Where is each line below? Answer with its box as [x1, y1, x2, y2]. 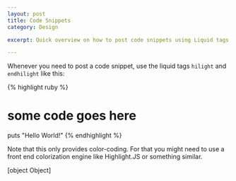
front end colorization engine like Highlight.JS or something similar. [7, 153, 203, 161]
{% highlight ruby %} [7, 83, 69, 92]
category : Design [7, 23, 59, 30]
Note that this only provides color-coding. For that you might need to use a [7, 145, 225, 153]
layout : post [7, 10, 46, 18]
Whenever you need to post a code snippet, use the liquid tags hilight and [7, 62, 227, 71]
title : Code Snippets [7, 17, 71, 24]
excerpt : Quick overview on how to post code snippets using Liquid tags [7, 36, 230, 43]
